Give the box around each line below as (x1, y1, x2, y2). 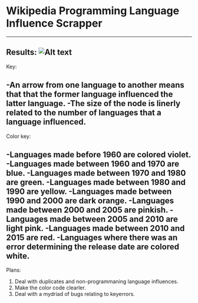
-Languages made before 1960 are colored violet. (6, 149, 192, 160)
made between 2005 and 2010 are (49, 214, 179, 224)
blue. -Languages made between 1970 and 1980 (6, 168, 186, 178)
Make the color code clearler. (14, 284, 87, 291)
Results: (6, 47, 37, 57)
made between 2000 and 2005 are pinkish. (6, 205, 169, 215)
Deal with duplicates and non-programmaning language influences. (14, 278, 179, 285)
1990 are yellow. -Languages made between (6, 186, 172, 196)
